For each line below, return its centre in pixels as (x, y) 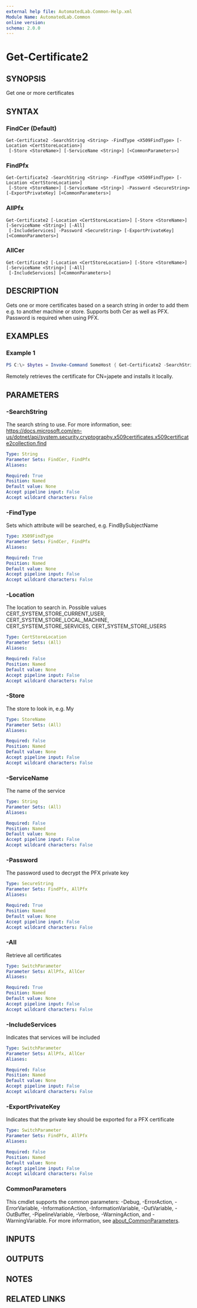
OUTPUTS (25, 1259)
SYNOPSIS (26, 79)
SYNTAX (23, 112)
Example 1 (21, 353)
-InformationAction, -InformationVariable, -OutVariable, (107, 1208)
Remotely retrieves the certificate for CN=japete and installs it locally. (90, 376)
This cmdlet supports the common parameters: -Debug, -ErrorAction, (90, 1201)
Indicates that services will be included (53, 1037)
